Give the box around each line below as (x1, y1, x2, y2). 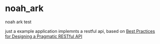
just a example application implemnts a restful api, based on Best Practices (5, 28, 155, 34)
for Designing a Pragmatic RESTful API (5, 33, 83, 39)
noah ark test (5, 19, 32, 25)
